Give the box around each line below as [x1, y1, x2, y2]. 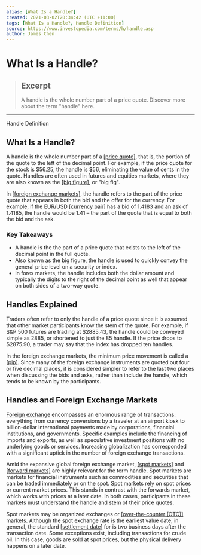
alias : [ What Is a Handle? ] [6, 8, 77, 15]
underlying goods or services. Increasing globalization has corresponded [6, 443, 187, 450]
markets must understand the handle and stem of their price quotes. [6, 499, 175, 506]
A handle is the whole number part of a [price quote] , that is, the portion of [6, 153, 190, 160]
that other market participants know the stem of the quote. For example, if [6, 322, 188, 329]
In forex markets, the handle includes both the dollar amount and [14, 270, 175, 277]
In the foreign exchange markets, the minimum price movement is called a [6, 352, 188, 359]
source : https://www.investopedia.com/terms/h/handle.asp [6, 25, 154, 32]
